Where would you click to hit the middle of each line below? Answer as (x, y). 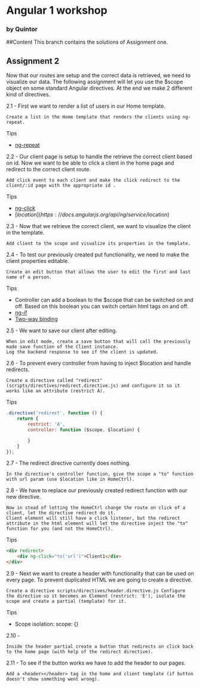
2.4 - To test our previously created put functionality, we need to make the (98, 254)
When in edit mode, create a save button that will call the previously (99, 342)
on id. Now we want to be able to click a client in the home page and (90, 163)
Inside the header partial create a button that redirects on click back (100, 647)
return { (28, 419)
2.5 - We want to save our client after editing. (62, 331)
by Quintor (22, 29)
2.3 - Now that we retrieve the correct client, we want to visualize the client (99, 226)
